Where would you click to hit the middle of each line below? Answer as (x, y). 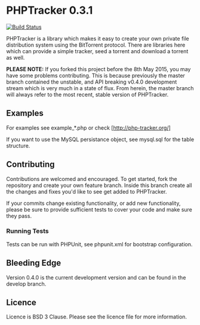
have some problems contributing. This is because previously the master (96, 75)
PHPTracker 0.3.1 (50, 10)
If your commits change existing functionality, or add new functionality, (93, 203)
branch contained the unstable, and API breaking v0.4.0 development (92, 82)
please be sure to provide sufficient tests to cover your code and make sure (99, 209)
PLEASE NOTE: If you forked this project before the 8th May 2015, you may (99, 69)
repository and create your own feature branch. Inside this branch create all (99, 185)
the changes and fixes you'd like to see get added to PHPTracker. (87, 191)
